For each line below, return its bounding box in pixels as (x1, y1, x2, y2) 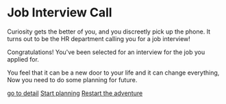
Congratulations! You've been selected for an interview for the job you (7, 48, 205, 56)
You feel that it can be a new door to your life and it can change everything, (7, 68, 220, 77)
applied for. (7, 55, 40, 63)
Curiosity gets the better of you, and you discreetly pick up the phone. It (7, 27, 211, 36)
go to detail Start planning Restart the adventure (7, 89, 143, 97)
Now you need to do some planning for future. (7, 75, 138, 83)
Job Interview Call (7, 5, 112, 21)
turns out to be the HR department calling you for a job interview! (7, 34, 190, 42)
